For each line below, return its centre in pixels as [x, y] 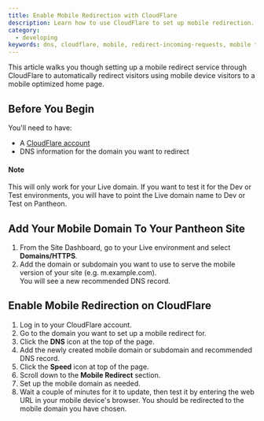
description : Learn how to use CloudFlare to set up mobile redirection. [132, 23]
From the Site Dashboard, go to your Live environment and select [125, 247]
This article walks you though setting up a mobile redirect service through [128, 67]
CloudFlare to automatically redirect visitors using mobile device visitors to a [132, 76]
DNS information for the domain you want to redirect [104, 151]
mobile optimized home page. [56, 84]
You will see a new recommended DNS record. [95, 281]
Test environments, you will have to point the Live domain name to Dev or [127, 196]
